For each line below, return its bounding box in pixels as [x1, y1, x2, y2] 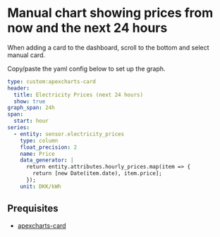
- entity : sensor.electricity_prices [13, 130, 125, 138]
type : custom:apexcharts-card [7, 78, 97, 85]
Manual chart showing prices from [7, 5, 214, 21]
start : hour [13, 118, 49, 125]
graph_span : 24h [7, 104, 55, 111]
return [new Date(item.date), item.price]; [32, 170, 162, 177]
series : [7, 124, 30, 131]
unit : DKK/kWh [20, 183, 61, 190]
